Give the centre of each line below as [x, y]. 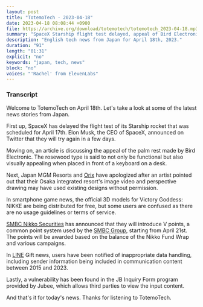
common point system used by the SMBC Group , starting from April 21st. [97, 230]
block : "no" [21, 68]
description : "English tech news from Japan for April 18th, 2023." [94, 40]
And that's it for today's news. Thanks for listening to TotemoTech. [89, 297]
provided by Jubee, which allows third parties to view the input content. [95, 286]
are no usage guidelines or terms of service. [61, 212]
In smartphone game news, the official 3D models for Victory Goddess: [95, 199]
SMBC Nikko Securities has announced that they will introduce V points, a [98, 224]
